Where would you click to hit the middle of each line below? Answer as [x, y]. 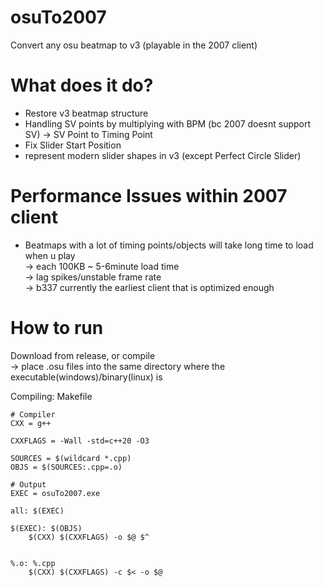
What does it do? [82, 85]
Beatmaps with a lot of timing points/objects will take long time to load [169, 245]
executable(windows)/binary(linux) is [86, 377]
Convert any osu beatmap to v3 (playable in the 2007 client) [134, 45]
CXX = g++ [31, 423]
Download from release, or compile [83, 355]
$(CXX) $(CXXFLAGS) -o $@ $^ [89, 537]
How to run [57, 328]
